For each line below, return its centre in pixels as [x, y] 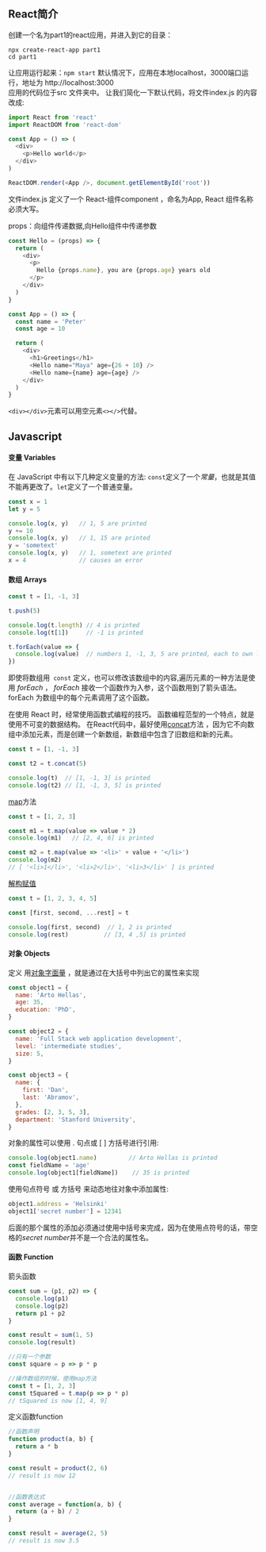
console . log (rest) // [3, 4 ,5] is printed [97, 935]
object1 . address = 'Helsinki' [58, 1204]
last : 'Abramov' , [51, 1097]
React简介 [33, 14]
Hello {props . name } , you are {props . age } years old [124, 271]
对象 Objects [29, 954]
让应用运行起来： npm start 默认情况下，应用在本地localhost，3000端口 [125, 72]
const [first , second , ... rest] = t [68, 912]
